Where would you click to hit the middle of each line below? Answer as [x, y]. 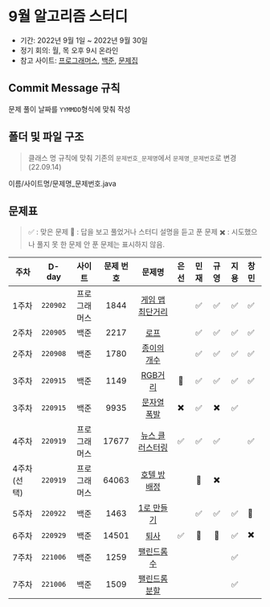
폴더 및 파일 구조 [46, 137]
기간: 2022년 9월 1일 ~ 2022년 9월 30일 [84, 40]
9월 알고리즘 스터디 [68, 16]
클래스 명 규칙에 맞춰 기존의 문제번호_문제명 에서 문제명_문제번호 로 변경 [132, 158]
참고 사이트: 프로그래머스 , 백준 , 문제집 [79, 60]
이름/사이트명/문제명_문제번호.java [62, 183]
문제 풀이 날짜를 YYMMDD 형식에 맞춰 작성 [70, 109]
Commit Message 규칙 [64, 88]
